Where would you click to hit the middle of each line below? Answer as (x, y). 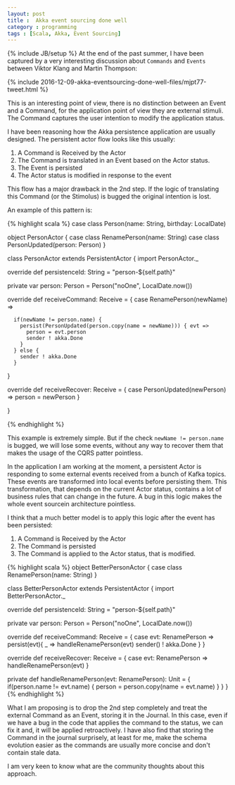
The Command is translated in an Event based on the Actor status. (114, 161)
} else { (26, 351)
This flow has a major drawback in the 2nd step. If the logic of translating (113, 189)
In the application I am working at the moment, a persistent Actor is (104, 467)
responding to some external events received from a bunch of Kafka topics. (117, 474)
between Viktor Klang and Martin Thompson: (72, 68)
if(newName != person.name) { (58, 320)
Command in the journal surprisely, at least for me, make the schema (107, 738)
